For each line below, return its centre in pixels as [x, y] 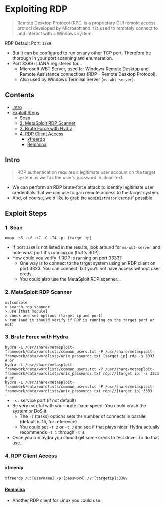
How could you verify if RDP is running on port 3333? [67, 258]
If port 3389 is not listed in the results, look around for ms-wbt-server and [86, 247]
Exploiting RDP [36, 9]
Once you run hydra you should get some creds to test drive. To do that [85, 437]
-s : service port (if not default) [44, 400]
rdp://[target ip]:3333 [127, 391]
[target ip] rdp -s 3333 [128, 356]
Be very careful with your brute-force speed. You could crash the [79, 405]
